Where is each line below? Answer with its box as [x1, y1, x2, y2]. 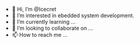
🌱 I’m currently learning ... [11, 18, 76, 25]
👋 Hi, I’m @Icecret [11, 6, 57, 12]
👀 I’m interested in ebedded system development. [11, 12, 135, 19]
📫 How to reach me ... [11, 32, 68, 38]
